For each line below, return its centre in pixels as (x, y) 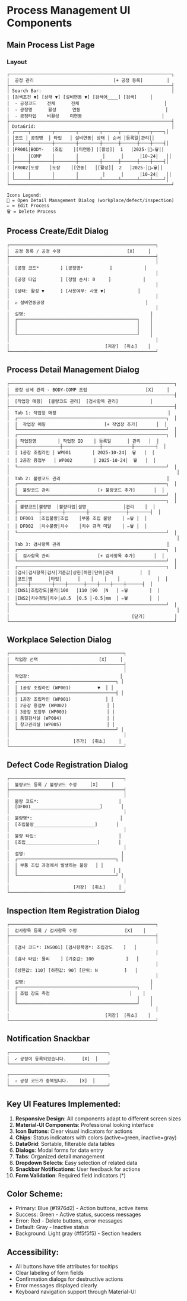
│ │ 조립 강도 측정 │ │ (76, 993)
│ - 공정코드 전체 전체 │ (87, 103)
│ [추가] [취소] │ (64, 741)
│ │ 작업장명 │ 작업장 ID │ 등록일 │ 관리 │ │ (83, 441)
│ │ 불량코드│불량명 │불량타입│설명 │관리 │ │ (81, 507)
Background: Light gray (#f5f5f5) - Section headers (78, 1233)
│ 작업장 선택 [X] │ (65, 660)
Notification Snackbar (48, 1039)
